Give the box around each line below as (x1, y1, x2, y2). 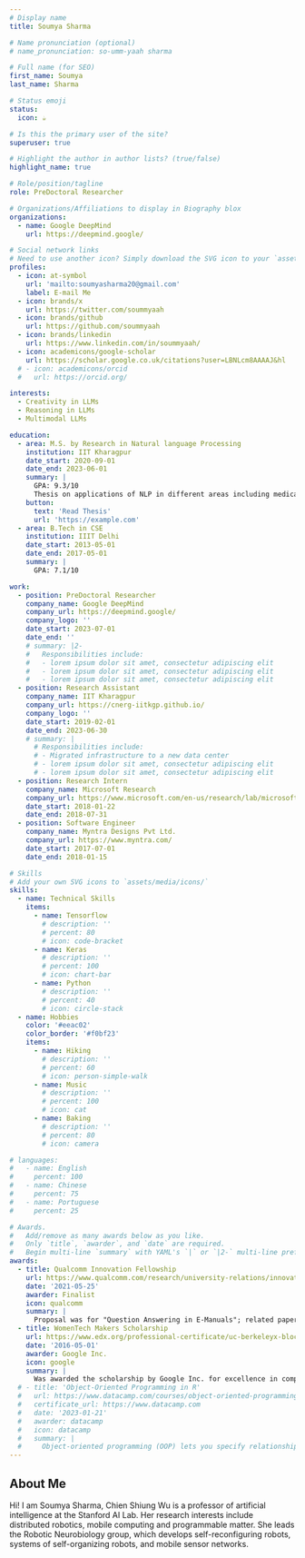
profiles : (9, 263, 47, 273)
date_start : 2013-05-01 (25, 541, 116, 550)
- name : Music (33, 1080, 88, 1089)
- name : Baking (33, 1114, 92, 1123)
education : (9, 431, 51, 440)
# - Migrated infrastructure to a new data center (33, 751, 230, 760)
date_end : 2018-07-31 (25, 810, 107, 819)
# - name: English (9, 1164, 88, 1173)
